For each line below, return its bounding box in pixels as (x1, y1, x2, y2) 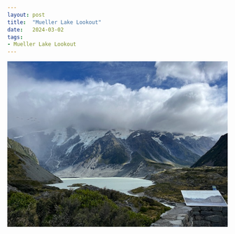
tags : (7, 34, 23, 41)
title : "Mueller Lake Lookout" (7, 18, 101, 26)
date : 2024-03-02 (7, 26, 64, 33)
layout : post (7, 11, 45, 18)
